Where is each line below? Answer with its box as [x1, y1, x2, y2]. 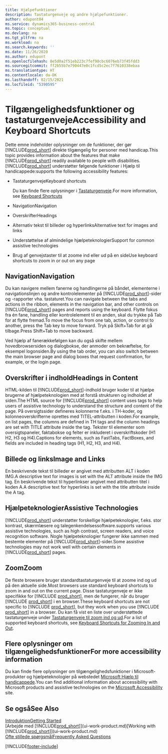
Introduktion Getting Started [5, 718, 61, 724]
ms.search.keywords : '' [5, 45, 55, 50]
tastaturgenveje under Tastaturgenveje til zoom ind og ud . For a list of [5, 614, 147, 620]
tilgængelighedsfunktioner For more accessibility [5, 648, 161, 656]
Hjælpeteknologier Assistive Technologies [5, 504, 138, 512]
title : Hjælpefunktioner [5, 7, 57, 13]
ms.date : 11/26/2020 [5, 49, 48, 54]
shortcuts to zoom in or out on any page [12, 257, 95, 263]
